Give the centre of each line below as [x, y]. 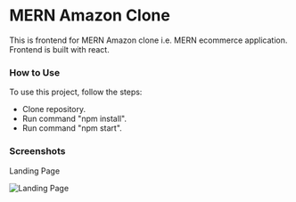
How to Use [35, 72]
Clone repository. [54, 109]
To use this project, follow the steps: [76, 92]
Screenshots [37, 151]
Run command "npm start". [72, 128]
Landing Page [35, 171]
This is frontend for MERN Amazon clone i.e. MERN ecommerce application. [148, 40]
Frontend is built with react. [59, 49]
